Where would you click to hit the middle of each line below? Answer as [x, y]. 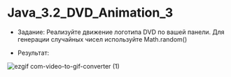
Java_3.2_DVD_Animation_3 [90, 13]
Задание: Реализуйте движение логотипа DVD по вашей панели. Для [121, 32]
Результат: [33, 53]
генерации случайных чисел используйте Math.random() [102, 39]
